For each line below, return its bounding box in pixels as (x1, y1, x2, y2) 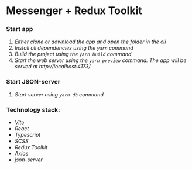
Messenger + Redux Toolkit (6, 4, 142, 18)
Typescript (14, 132, 41, 139)
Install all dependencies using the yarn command (14, 44, 133, 51)
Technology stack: (6, 105, 60, 113)
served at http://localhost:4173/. (14, 63, 92, 70)
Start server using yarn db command (14, 91, 104, 98)
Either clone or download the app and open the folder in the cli (14, 38, 166, 45)
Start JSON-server (6, 78, 60, 86)
